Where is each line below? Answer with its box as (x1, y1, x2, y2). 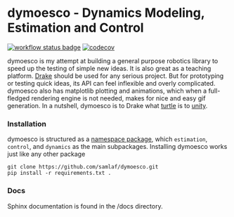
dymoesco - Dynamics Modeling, (7, 5, 205, 21)
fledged (7, 93, 30, 103)
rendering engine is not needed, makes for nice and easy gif (31, 93, 206, 103)
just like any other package (7, 150, 86, 159)
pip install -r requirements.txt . (7, 170, 112, 177)
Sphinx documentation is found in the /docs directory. (7, 202, 163, 210)
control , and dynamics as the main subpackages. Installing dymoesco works (7, 143, 228, 151)
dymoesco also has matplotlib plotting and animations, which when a (7, 86, 207, 95)
